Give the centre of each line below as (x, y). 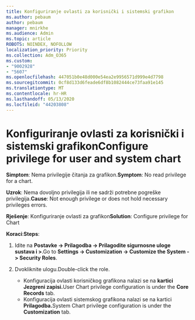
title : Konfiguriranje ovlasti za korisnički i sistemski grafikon (90, 11)
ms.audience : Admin (30, 34)
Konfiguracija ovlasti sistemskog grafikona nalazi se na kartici (97, 299)
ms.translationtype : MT (35, 88)
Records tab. (39, 293)
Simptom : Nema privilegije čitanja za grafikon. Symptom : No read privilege (96, 175)
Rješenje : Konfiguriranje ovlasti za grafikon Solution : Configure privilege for (97, 216)
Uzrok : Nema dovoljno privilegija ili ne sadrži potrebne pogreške (83, 192)
